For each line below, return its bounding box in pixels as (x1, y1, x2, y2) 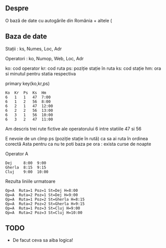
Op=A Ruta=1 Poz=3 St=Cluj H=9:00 (5, 205, 80, 211)
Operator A (5, 150, 29, 156)
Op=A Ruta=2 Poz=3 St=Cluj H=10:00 (5, 210, 82, 215)
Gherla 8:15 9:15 (5, 164, 47, 170)
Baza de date (5, 32, 47, 41)
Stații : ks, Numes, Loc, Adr (5, 46, 62, 52)
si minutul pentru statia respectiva (5, 70, 76, 76)
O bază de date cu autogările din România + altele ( (5, 17, 112, 23)
